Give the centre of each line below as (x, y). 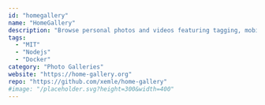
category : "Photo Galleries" (56, 67)
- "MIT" (28, 45)
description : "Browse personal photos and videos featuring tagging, (125, 30)
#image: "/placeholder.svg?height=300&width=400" (91, 89)
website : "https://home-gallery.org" (70, 74)
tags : (17, 37)
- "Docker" (33, 60)
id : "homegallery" (38, 15)
